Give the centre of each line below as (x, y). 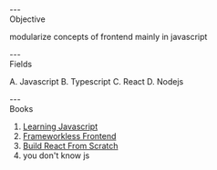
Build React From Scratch (70, 146)
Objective (27, 19)
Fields (21, 64)
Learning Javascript (60, 126)
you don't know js (56, 155)
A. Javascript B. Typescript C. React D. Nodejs (97, 81)
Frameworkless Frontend (69, 136)
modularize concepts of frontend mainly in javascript (108, 37)
